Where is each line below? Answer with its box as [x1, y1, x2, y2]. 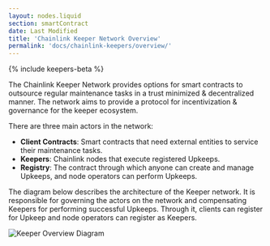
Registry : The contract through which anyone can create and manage [19, 163, 254, 172]
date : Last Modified [8, 27, 79, 35]
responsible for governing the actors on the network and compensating [8, 196, 247, 206]
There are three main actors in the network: [8, 121, 154, 131]
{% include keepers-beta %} [8, 64, 105, 74]
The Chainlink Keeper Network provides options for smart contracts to [8, 80, 243, 90]
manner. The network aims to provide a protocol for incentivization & [8, 97, 238, 107]
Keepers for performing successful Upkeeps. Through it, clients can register [8, 204, 264, 214]
